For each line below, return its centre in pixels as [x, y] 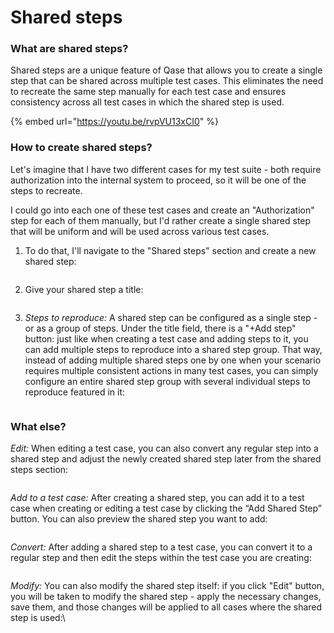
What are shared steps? [69, 49]
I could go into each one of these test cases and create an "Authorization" [162, 210]
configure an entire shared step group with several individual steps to [167, 381]
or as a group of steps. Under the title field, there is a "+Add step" [160, 328]
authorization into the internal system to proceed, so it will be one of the [158, 180]
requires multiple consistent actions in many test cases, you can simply [171, 370]
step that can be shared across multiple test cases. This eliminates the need [167, 81]
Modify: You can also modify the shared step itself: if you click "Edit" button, [167, 586]
